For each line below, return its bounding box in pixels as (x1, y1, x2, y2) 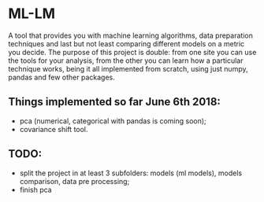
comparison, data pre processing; (19, 176, 130, 185)
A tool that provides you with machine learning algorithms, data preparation (8, 31, 254, 40)
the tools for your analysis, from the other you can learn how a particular (8, 56, 244, 65)
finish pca (19, 185, 53, 194)
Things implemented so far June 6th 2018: (8, 95, 221, 108)
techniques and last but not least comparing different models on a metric (8, 39, 245, 48)
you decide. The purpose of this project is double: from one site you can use (8, 47, 257, 57)
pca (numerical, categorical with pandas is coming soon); (19, 116, 206, 126)
